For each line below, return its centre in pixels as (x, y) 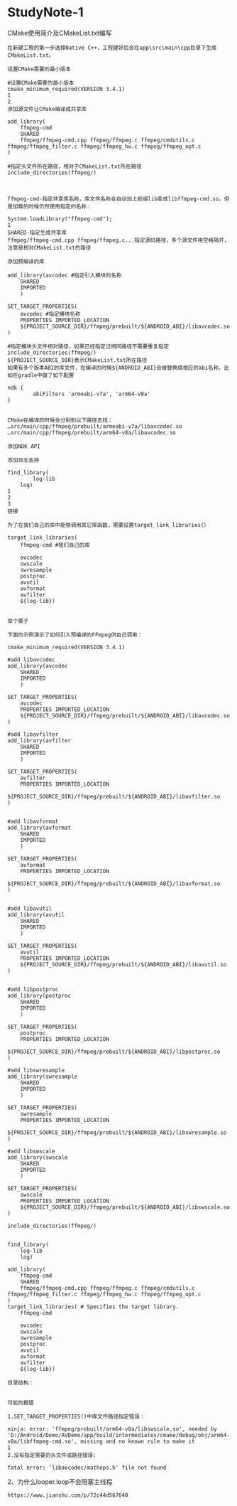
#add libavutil (30, 908)
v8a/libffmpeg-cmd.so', (43, 1441)
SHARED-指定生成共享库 (37, 233)
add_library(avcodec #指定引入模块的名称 (65, 275)
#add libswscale (31, 1151)
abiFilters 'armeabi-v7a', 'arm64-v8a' (92, 394)
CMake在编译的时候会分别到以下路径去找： (60, 420)
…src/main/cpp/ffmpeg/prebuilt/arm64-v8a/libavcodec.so (92, 432)
